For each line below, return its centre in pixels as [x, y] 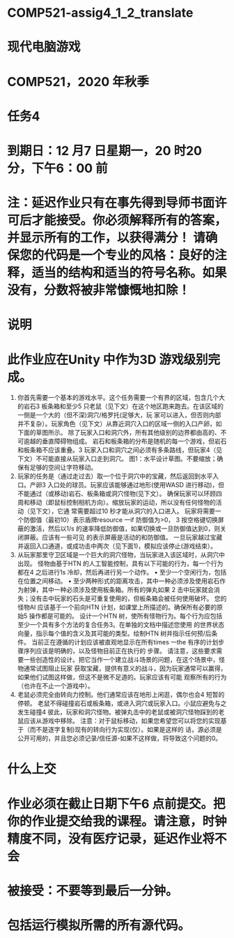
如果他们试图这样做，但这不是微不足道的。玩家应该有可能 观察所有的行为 [122, 677]
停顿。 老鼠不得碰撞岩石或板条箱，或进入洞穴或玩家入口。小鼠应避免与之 [122, 703]
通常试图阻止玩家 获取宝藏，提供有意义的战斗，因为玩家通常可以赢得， [125, 668]
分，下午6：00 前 [57, 168]
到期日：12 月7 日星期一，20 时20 [104, 151]
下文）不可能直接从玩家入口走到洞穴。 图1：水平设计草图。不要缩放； [117, 459]
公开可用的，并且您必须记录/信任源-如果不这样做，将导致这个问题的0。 [119, 738]
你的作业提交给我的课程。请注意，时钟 [117, 821]
